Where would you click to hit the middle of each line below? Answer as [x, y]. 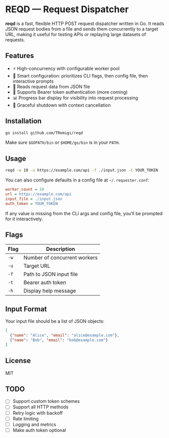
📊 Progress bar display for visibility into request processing [75, 97]
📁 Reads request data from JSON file [51, 86]
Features [20, 56]
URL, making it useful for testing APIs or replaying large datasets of [76, 34]
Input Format [26, 309]
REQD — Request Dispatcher [67, 9]
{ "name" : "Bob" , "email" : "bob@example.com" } [59, 340]
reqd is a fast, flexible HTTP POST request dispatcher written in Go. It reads [85, 23]
